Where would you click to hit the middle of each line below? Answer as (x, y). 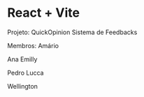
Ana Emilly (22, 59)
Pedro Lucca (26, 73)
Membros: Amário (33, 45)
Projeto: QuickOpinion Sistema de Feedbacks (72, 32)
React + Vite (44, 13)
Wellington (23, 86)
